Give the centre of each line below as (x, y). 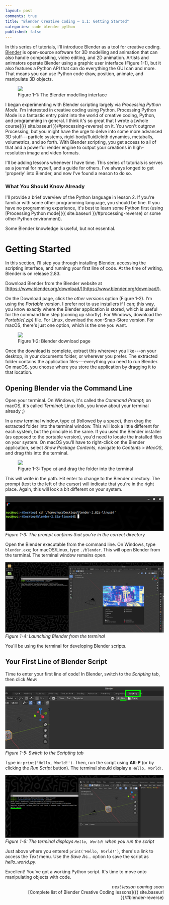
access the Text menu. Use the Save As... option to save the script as (77, 857)
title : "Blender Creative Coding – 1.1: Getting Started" (67, 21)
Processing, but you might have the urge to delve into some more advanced (84, 132)
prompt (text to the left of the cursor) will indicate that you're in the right (80, 484)
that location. (19, 372)
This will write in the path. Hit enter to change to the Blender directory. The (82, 479)
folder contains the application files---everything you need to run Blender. (82, 362)
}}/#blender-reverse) (142, 897)
